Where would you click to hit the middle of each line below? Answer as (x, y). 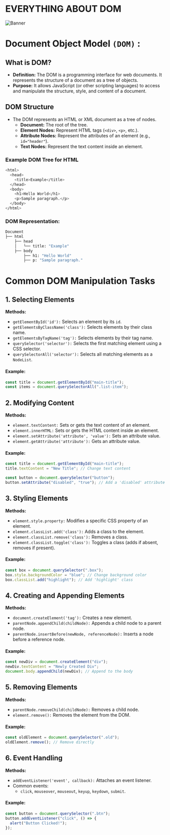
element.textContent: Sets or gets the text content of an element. (82, 425)
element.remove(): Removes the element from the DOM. (72, 715)
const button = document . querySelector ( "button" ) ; (60, 478)
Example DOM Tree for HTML (42, 160)
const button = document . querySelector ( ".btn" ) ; (58, 814)
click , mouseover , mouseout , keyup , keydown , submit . (73, 791)
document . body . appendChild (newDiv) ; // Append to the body (69, 672)
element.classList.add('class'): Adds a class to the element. (78, 531)
